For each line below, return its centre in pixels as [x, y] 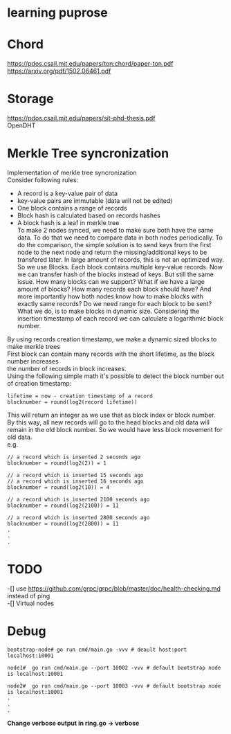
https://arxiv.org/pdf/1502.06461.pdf [59, 71]
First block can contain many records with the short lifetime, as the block [111, 354]
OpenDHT [21, 125]
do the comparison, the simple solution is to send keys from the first [114, 245]
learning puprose [58, 13]
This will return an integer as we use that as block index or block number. [111, 415]
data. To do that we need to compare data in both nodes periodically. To [120, 238]
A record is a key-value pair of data [67, 193]
